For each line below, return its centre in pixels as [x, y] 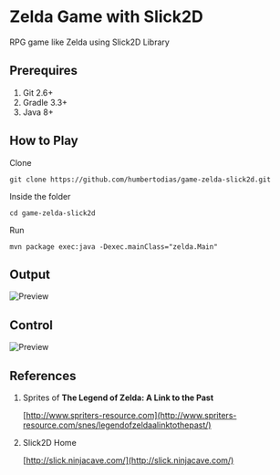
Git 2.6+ [38, 92]
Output [30, 274]
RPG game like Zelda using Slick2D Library [90, 42]
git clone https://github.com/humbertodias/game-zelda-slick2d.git [140, 180]
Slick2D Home [50, 443]
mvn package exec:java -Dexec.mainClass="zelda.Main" [114, 247]
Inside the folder [40, 196]
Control [31, 325]
